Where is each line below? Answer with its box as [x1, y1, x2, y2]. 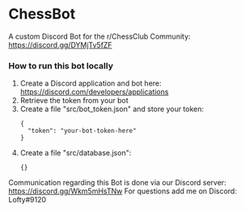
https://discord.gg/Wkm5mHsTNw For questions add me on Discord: [8, 186, 237, 196]
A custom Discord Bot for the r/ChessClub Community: [8, 31, 192, 41]
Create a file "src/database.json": [19, 148, 132, 158]
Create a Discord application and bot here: [19, 78, 162, 89]
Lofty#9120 [8, 195, 47, 205]
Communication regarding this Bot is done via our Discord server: [8, 178, 226, 188]
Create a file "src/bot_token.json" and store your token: [19, 104, 205, 114]
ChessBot [8, 5, 76, 23]
